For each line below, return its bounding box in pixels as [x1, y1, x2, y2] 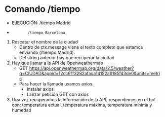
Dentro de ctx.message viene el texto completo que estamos [19, 44, 143, 50]
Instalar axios [26, 86, 54, 92]
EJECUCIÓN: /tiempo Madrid [11, 20, 71, 26]
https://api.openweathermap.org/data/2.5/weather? [29, 65, 134, 71]
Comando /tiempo [4, 3, 81, 15]
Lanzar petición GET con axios [26, 91, 89, 97]
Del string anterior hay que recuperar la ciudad [19, 54, 115, 60]
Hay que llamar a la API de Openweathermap [11, 60, 103, 66]
